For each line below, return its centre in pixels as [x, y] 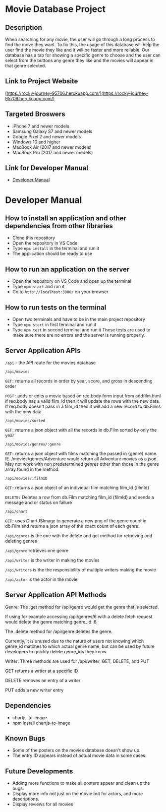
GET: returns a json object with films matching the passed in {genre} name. [81, 453]
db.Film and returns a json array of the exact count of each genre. [72, 526]
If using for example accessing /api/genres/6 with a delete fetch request [79, 617]
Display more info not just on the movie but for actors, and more [78, 794]
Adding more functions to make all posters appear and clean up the [81, 783]
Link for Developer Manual [47, 168]
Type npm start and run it [38, 287]
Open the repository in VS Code [45, 243]
